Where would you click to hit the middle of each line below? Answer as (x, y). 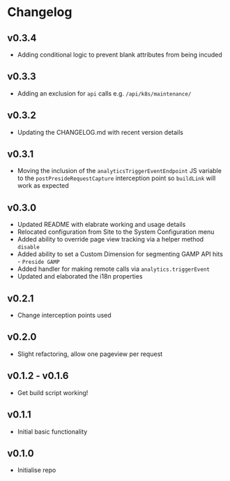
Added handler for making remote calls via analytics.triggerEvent (114, 269)
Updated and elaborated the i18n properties (80, 276)
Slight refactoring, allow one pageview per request (90, 354)
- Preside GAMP (39, 262)
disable (28, 247)
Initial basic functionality (52, 431)
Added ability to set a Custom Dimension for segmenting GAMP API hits (120, 254)
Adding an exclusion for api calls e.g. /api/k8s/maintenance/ (104, 93)
